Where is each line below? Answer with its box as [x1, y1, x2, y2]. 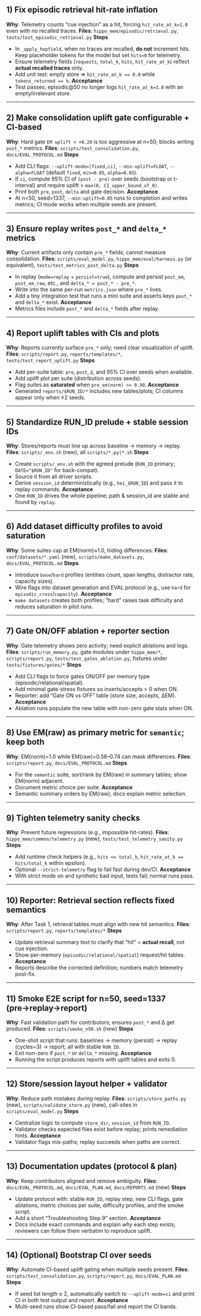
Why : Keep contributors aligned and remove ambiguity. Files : [6, 1177, 157, 1184]
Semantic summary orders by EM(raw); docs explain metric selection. [14, 790, 187, 797]
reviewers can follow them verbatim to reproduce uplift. [14, 1227, 152, 1234]
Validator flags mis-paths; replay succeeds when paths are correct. [14, 1138, 181, 1145]
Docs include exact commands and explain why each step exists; [14, 1221, 176, 1228]
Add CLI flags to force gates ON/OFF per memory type [14, 672, 150, 680]
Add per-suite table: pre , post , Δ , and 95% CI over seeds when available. [14, 368, 194, 375]
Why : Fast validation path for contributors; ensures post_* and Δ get [6, 1018, 175, 1026]
